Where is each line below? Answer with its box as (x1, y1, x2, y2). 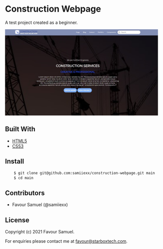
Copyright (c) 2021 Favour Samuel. (5, 229, 75, 234)
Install (5, 157, 24, 165)
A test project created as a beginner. (5, 19, 78, 25)
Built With (5, 125, 35, 134)
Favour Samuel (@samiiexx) (12, 202, 68, 208)
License (5, 216, 30, 224)
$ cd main (14, 175, 34, 181)
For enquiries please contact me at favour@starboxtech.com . (5, 238, 128, 244)
